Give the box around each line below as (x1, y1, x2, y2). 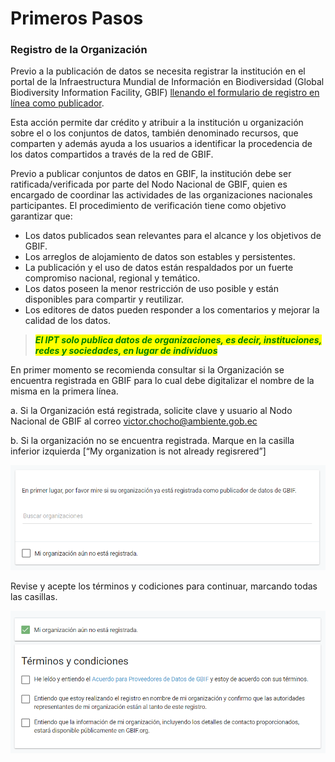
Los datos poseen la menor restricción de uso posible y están (24, 283, 279, 295)
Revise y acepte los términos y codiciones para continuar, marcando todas (10, 580, 318, 592)
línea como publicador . (10, 97, 105, 109)
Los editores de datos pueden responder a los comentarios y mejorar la (24, 304, 320, 316)
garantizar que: (10, 210, 73, 222)
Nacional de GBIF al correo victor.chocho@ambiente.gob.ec (10, 415, 258, 427)
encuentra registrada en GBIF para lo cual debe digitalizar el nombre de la (10, 375, 315, 387)
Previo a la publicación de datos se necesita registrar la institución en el (10, 65, 306, 77)
